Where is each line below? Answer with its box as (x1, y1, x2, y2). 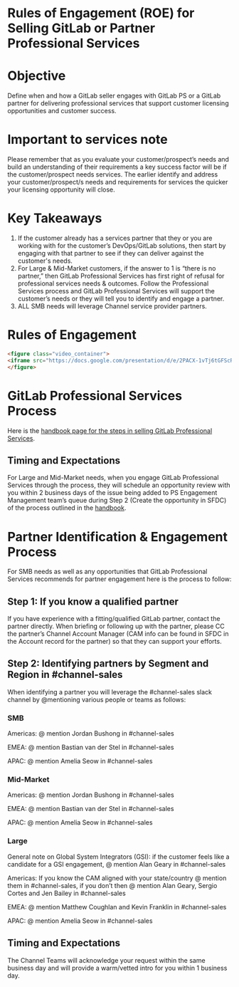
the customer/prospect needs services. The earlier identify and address (7, 170, 218, 179)
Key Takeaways (7, 210, 102, 226)
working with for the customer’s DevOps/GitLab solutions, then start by (17, 241, 226, 250)
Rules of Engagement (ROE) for (7, 5, 195, 21)
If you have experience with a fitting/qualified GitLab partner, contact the (7, 615, 221, 623)
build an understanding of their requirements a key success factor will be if (7, 162, 228, 172)
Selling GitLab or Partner (7, 20, 155, 36)
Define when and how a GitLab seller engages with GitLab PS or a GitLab (7, 91, 221, 100)
